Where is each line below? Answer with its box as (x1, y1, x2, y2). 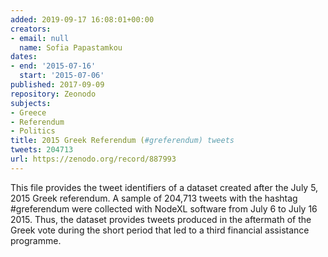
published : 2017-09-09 (10, 80, 105, 90)
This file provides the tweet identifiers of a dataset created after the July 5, (10, 181, 319, 193)
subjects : (10, 98, 52, 108)
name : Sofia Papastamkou (19, 42, 123, 53)
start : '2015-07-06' (19, 71, 105, 81)
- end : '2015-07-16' (10, 61, 97, 71)
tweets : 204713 (10, 145, 74, 155)
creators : (10, 24, 52, 34)
